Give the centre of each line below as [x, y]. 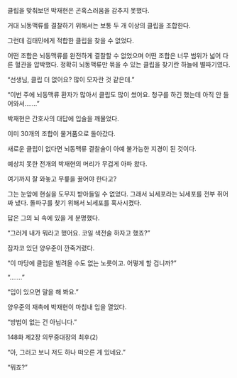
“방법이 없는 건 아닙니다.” [42, 322]
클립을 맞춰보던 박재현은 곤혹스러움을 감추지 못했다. [78, 10]
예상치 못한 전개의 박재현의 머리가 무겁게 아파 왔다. [77, 164]
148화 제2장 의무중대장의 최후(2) [53, 337]
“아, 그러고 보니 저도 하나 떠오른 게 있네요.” [67, 352]
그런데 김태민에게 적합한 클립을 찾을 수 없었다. [71, 40]
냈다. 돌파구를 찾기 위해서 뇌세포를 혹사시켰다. [78, 203]
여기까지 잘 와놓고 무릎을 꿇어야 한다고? [62, 179]
